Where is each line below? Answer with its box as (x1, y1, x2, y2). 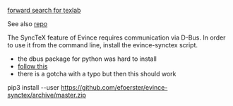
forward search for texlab (7, 6, 81, 14)
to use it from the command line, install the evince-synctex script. (7, 41, 198, 49)
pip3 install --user (7, 83, 60, 91)
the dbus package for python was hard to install (17, 54, 157, 63)
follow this (17, 62, 48, 70)
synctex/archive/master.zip (7, 91, 87, 99)
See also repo (7, 20, 48, 28)
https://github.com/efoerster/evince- (61, 83, 168, 91)
